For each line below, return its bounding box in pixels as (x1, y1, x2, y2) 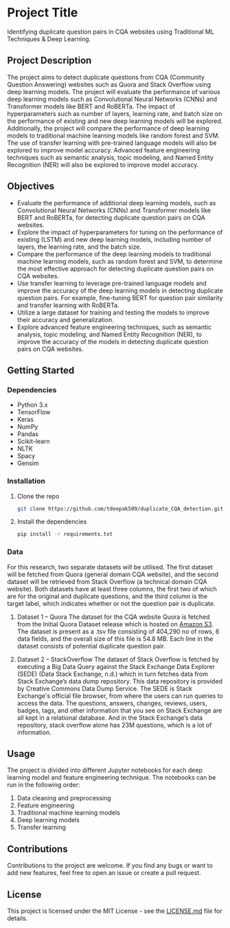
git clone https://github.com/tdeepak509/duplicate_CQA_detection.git (16, 505, 224, 512)
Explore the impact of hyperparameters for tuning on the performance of (16, 228, 223, 236)
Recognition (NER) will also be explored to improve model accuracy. (7, 160, 199, 169)
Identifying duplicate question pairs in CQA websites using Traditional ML (7, 27, 215, 36)
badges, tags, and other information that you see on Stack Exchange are (16, 706, 222, 714)
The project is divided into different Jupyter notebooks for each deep (7, 766, 203, 774)
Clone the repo (16, 492, 60, 500)
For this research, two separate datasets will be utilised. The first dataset (7, 563, 213, 571)
